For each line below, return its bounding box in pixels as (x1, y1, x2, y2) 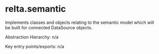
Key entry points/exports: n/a (5, 43, 64, 49)
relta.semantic (5, 3, 66, 15)
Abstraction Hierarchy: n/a (5, 34, 59, 40)
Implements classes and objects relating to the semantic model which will (5, 19, 154, 25)
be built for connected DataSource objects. (5, 24, 93, 30)
